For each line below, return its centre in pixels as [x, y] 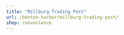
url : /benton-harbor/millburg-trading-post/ [62, 17]
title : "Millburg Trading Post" [46, 12]
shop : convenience [29, 23]
